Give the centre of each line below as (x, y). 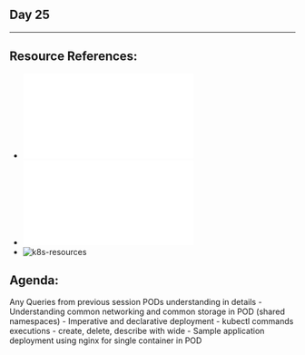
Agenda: (34, 281)
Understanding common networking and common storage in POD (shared (148, 311)
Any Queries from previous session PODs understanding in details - (136, 302)
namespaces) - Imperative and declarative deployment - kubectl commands (152, 321)
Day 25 (30, 15)
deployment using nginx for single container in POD (106, 340)
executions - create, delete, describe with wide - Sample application (137, 331)
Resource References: (74, 57)
